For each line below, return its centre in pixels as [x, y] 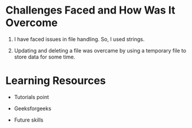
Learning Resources [56, 81]
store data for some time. [44, 57]
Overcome [32, 23]
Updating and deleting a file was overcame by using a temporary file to [100, 50]
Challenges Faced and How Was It [90, 10]
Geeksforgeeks [32, 108]
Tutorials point [32, 97]
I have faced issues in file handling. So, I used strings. [79, 39]
